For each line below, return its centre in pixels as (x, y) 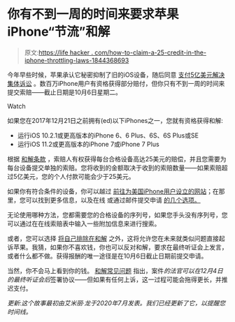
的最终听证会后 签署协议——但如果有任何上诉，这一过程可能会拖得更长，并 (114, 279)
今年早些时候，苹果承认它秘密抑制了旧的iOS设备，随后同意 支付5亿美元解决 (116, 75)
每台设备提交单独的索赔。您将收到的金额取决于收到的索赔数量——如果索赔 (114, 168)
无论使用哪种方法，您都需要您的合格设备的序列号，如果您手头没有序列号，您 (117, 214)
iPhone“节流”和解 (59, 32)
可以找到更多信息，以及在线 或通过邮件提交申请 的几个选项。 (113, 200)
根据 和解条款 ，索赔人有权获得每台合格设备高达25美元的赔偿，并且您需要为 (117, 159)
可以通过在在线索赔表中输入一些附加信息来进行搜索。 (84, 224)
